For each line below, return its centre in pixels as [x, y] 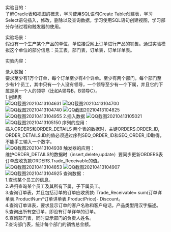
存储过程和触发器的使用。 [36, 26]
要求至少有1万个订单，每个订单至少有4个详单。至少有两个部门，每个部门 [81, 78]
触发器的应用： [79, 148]
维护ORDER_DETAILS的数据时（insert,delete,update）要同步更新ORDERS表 [84, 154]
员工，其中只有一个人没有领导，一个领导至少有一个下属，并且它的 [89, 84]
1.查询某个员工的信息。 [29, 180]
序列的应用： [75, 123]
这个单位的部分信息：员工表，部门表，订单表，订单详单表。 [72, 50]
